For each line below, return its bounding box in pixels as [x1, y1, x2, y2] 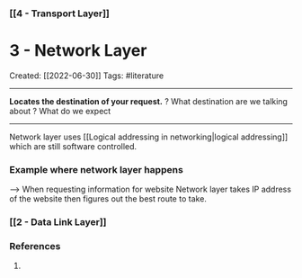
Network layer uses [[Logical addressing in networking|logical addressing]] [9, 131, 289, 142]
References [9, 240, 61, 252]
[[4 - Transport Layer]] [9, 7, 111, 20]
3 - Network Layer [9, 40, 147, 61]
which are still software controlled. [9, 140, 138, 151]
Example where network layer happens [9, 163, 184, 175]
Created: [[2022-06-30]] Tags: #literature [9, 70, 164, 81]
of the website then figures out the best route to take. [9, 193, 207, 204]
